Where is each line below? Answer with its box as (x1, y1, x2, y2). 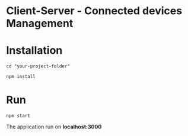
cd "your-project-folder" (6, 63, 70, 69)
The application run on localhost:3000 (6, 123, 102, 131)
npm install (6, 74, 36, 80)
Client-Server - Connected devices (6, 4, 183, 18)
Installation (6, 44, 63, 57)
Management (6, 17, 74, 30)
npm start (6, 113, 31, 119)
